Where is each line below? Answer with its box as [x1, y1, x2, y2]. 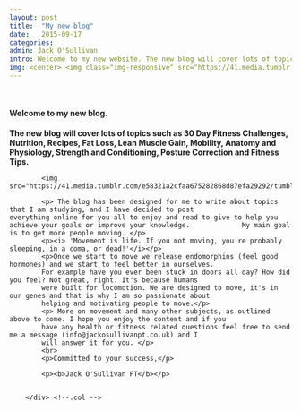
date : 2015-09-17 [9, 30, 82, 38]
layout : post [9, 13, 58, 22]
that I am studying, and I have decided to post [9, 205, 194, 215]
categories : [9, 38, 54, 47]
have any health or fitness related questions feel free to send [41, 323, 291, 332]
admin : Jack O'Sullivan [9, 47, 99, 56]
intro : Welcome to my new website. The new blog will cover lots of [9, 55, 271, 64]
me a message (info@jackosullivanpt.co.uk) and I [9, 330, 199, 340]
